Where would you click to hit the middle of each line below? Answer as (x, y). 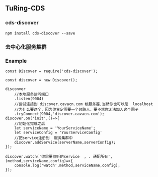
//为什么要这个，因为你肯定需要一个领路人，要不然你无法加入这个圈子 (76, 109)
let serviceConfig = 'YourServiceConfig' (58, 132)
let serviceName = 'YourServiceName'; (55, 128)
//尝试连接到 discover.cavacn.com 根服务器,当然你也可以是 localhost (84, 104)
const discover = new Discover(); (42, 80)
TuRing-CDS (25, 8)
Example (16, 61)
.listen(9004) (29, 99)
